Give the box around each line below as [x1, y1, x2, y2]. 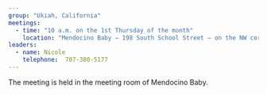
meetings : [8, 19, 41, 27]
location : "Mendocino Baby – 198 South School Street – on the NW [22, 33, 247, 42]
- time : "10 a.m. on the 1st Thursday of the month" [15, 26, 194, 34]
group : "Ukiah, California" [8, 11, 102, 20]
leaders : [8, 41, 37, 49]
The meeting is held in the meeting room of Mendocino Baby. [8, 77, 208, 87]
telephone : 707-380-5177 [22, 56, 109, 64]
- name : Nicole [15, 48, 66, 56]
